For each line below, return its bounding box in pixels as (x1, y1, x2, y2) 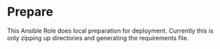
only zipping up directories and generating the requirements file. (7, 33, 189, 42)
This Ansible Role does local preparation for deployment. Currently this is (7, 27, 214, 35)
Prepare (7, 4, 53, 20)
